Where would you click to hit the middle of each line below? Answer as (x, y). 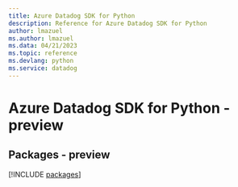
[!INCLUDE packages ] (45, 174)
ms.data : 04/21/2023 (43, 46)
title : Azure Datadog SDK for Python (72, 16)
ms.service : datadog (43, 69)
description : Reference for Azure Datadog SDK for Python (108, 23)
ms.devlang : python (41, 61)
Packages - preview (59, 155)
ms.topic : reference (43, 53)
